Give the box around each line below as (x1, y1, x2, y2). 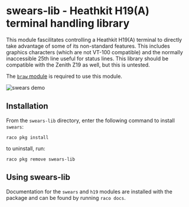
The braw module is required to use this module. (6, 73, 123, 80)
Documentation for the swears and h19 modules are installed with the (6, 188, 172, 195)
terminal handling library (6, 17, 130, 30)
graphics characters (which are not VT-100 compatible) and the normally (6, 48, 183, 55)
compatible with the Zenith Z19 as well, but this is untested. (6, 61, 151, 68)
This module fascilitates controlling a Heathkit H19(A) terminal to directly (6, 36, 182, 43)
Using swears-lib (6, 172, 71, 182)
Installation (6, 101, 48, 111)
